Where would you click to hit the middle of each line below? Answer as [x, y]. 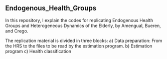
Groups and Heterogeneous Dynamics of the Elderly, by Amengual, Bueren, [83, 25]
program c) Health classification [38, 51]
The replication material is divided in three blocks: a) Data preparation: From [84, 40]
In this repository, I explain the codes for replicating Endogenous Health [79, 20]
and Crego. [17, 31]
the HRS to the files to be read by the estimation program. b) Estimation [79, 46]
